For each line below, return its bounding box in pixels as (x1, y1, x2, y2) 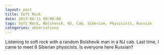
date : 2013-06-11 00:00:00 (5, 16, 61, 21)
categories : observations (5, 26, 59, 30)
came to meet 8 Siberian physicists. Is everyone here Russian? (5, 44, 133, 50)
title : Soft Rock (5, 12, 41, 17)
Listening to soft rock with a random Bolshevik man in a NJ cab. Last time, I (5, 39, 159, 45)
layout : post (5, 7, 32, 12)
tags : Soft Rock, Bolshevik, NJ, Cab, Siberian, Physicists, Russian (5, 21, 153, 26)
